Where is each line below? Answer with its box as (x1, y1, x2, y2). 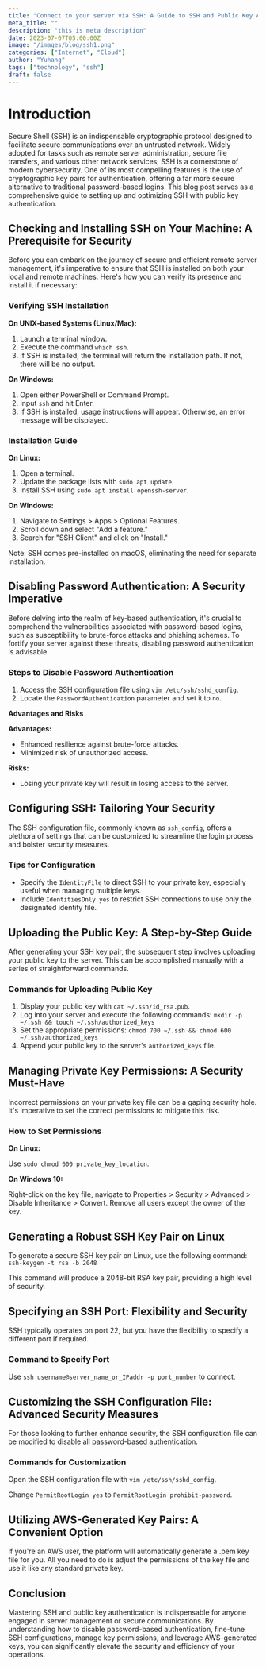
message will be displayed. (19, 415, 108, 425)
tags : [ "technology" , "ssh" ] (8, 64, 104, 71)
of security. (8, 1282, 46, 1291)
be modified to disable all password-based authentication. (8, 1437, 198, 1446)
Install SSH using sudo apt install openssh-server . (19, 485, 189, 495)
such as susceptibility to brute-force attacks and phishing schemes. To (8, 630, 240, 639)
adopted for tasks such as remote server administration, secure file (8, 148, 227, 157)
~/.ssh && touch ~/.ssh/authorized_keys (19, 1018, 155, 1027)
